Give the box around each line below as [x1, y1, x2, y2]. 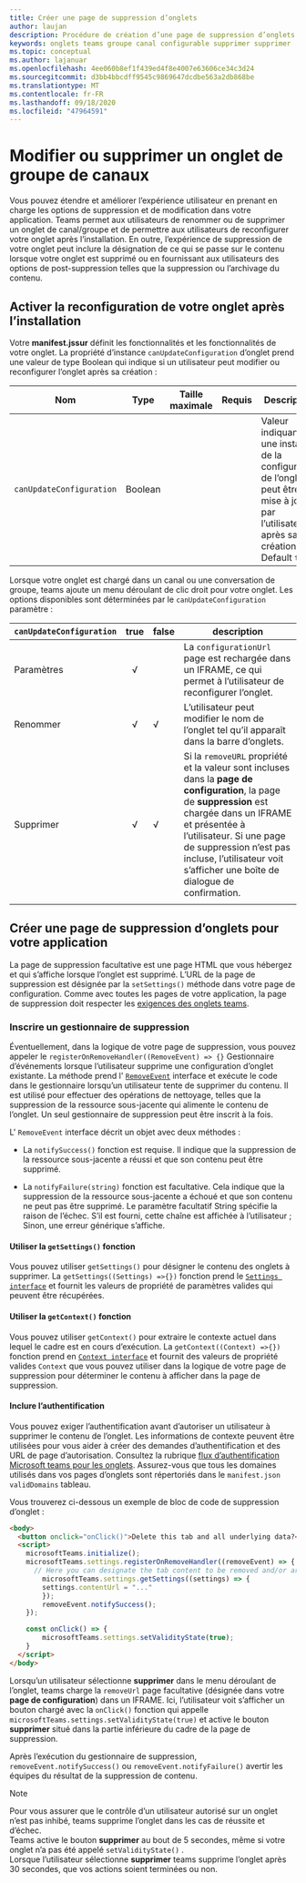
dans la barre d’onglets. [183, 735, 284, 748]
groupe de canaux [9, 165, 150, 186]
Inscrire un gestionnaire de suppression [9, 1021, 189, 1033]
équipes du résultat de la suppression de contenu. [9, 1770, 198, 1781]
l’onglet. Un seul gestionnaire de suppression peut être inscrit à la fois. [9, 1109, 273, 1120]
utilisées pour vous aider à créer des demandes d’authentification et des [9, 1440, 280, 1450]
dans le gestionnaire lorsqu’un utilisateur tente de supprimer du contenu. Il [9, 1080, 289, 1091]
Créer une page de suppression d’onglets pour [9, 921, 280, 936]
